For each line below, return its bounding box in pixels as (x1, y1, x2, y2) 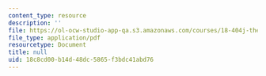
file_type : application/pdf (8, 33, 101, 42)
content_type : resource (8, 11, 87, 20)
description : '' (8, 19, 62, 27)
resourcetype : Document (8, 41, 87, 49)
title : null (8, 48, 47, 56)
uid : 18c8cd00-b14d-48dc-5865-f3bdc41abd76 (8, 56, 154, 64)
